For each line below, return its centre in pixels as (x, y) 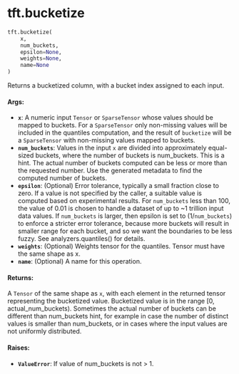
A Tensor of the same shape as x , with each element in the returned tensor (117, 294)
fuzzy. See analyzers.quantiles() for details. (81, 239)
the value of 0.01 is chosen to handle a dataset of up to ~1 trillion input (121, 209)
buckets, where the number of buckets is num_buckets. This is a (130, 155)
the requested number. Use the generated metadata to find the (110, 171)
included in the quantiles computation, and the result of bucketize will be (124, 133)
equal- (218, 148)
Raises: (19, 348)
